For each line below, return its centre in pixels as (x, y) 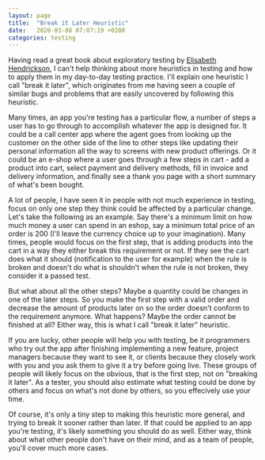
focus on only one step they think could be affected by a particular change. (131, 209)
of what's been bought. (46, 185)
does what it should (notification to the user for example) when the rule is (128, 259)
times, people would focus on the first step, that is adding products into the (131, 242)
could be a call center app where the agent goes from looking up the (120, 135)
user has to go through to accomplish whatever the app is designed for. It (128, 126)
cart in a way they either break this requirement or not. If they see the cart (129, 251)
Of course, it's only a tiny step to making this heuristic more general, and (127, 414)
